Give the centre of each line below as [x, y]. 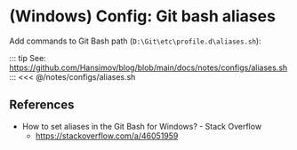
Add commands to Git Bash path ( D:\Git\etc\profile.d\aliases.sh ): [135, 41]
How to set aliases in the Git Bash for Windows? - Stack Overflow [142, 126]
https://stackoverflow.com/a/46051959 [107, 136]
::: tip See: [28, 58]
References [42, 105]
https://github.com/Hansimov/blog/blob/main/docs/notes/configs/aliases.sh [148, 67]
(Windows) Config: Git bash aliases [142, 16]
